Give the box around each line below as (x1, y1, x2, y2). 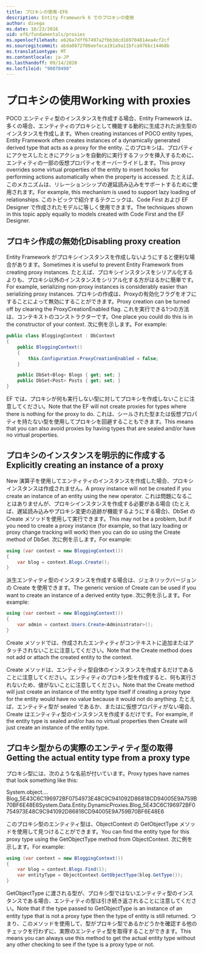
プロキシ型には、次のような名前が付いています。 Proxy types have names (6, 770, 190, 777)
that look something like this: (6, 776, 78, 784)
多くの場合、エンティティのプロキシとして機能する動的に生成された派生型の (6, 122, 197, 130)
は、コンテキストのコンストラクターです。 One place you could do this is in (6, 313, 193, 320)
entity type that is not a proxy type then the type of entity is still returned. (6, 913, 189, 919)
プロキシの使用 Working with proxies (6, 94, 191, 107)
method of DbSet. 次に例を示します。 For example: (6, 536, 132, 543)
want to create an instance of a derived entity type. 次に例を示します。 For (6, 592, 191, 599)
